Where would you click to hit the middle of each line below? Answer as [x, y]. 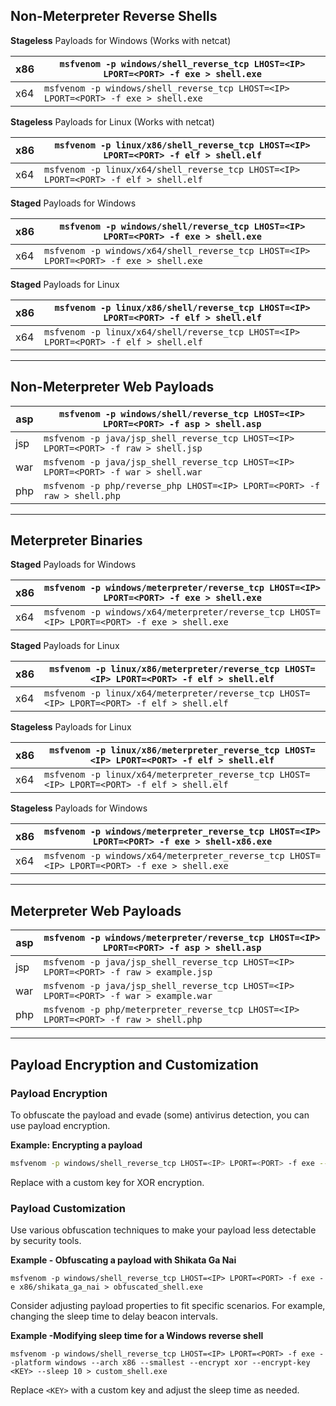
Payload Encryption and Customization [134, 1064]
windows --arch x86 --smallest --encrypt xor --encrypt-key [182, 1363]
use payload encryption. [60, 1125]
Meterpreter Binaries [76, 540]
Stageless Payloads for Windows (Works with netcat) [121, 40]
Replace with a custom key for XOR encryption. [107, 1182]
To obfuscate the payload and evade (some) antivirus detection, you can [160, 1115]
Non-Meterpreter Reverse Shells [114, 16]
